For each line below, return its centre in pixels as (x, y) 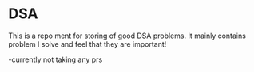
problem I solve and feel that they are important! (87, 44)
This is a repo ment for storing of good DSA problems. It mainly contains (127, 36)
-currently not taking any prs (56, 59)
